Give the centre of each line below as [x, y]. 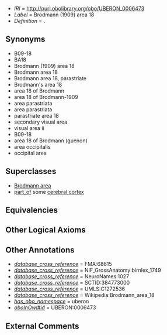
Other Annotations [40, 250]
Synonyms [25, 40]
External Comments [42, 326]
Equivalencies [32, 210]
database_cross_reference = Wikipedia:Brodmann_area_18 [84, 295]
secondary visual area [41, 122]
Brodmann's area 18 [38, 84]
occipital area [30, 153]
